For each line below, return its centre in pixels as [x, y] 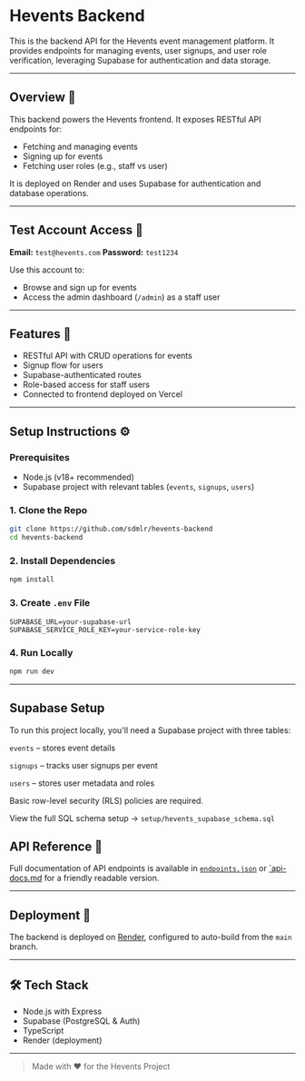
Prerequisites [39, 457]
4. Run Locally [41, 652]
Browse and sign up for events [80, 287]
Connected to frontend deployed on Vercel [103, 394]
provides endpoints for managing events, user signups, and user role [138, 50]
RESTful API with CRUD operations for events [107, 356]
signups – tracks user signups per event [84, 765]
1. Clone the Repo [49, 510]
